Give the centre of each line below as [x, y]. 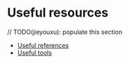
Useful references [43, 45]
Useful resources [58, 13]
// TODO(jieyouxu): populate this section [65, 32]
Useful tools [34, 53]
